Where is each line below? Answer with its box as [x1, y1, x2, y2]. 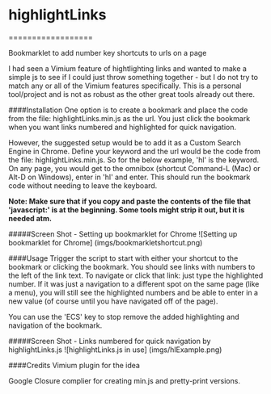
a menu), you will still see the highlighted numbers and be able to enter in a [8, 287, 259, 297]
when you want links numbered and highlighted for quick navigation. [8, 122, 237, 132]
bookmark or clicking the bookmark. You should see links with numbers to [8, 262, 256, 271]
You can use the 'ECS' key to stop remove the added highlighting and [8, 312, 240, 321]
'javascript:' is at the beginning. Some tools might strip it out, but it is [8, 204, 245, 215]
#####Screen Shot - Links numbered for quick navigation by [8, 336, 211, 346]
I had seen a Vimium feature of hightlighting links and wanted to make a [8, 63, 247, 73]
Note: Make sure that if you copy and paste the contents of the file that [8, 196, 251, 206]
